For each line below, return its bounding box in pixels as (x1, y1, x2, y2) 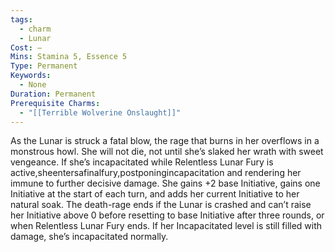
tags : (10, 14, 33, 25)
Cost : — (10, 42, 43, 53)
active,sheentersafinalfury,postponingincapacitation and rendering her (10, 167, 302, 179)
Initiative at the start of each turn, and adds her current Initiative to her (10, 188, 300, 200)
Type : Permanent (10, 61, 78, 71)
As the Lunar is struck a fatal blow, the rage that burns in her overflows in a (10, 135, 320, 147)
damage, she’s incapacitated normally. (10, 231, 169, 243)
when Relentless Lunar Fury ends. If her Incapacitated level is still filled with (10, 220, 323, 232)
